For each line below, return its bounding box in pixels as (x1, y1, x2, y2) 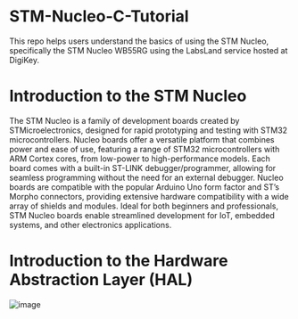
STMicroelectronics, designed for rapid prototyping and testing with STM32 (9, 125, 288, 135)
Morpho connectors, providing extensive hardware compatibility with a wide (9, 191, 289, 201)
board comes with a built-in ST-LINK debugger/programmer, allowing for (9, 162, 277, 173)
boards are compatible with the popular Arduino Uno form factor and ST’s (9, 181, 279, 192)
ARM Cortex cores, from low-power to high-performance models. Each (9, 153, 270, 164)
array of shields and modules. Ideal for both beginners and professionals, (9, 200, 279, 211)
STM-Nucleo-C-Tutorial (9, 6, 189, 27)
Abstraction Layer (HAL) (9, 270, 194, 290)
